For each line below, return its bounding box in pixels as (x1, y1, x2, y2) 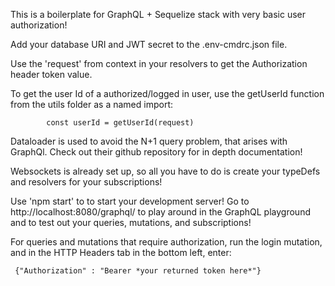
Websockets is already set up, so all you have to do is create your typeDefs (10, 165, 321, 177)
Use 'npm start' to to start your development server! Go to (10, 195, 250, 207)
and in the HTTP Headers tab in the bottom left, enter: (10, 247, 232, 258)
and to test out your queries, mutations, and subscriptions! (10, 217, 252, 228)
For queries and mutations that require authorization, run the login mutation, (10, 236, 323, 248)
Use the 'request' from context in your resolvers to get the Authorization (10, 58, 308, 69)
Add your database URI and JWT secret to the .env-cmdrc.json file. (10, 39, 288, 50)
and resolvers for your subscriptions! (10, 176, 163, 188)
